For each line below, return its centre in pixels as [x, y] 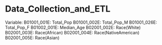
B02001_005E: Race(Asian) [32, 38]
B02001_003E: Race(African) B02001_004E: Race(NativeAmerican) [72, 32]
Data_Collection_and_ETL [58, 9]
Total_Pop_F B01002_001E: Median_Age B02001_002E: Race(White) [73, 27]
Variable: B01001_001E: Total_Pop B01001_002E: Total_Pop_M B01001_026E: [81, 22]
